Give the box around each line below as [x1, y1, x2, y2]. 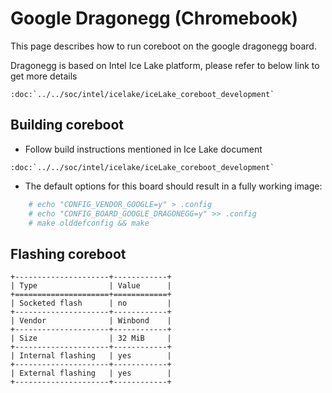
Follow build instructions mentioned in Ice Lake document [24, 143, 263, 155]
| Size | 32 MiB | [10, 333, 172, 344]
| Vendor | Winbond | [10, 316, 172, 326]
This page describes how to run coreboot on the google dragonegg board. [10, 40, 317, 52]
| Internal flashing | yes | [10, 351, 172, 361]
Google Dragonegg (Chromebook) [10, 7, 299, 30]
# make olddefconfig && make [28, 218, 150, 228]
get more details [10, 70, 78, 82]
